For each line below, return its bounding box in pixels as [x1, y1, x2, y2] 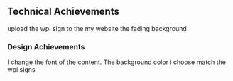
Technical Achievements [7, 6, 119, 18]
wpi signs [7, 66, 36, 74]
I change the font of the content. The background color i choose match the [7, 58, 226, 66]
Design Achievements [7, 42, 85, 51]
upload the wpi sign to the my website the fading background [7, 24, 187, 32]
